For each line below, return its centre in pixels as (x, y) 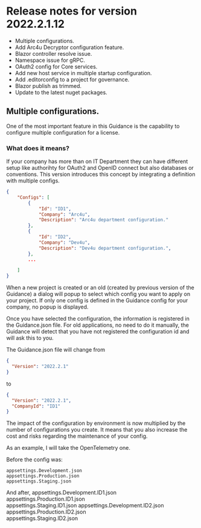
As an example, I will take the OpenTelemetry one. (69, 448)
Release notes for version (72, 11)
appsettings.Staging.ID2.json (42, 518)
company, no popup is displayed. (47, 307)
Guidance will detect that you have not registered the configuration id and (98, 332)
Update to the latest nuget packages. (61, 92)
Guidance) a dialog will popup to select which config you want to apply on (98, 294)
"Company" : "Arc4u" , (64, 214)
